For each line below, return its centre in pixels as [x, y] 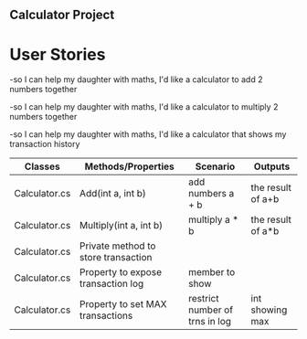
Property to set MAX [123, 304]
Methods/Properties [130, 166]
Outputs [272, 166]
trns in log [210, 322]
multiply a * [214, 220]
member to [212, 272]
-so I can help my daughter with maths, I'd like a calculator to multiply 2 [144, 107]
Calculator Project [62, 15]
